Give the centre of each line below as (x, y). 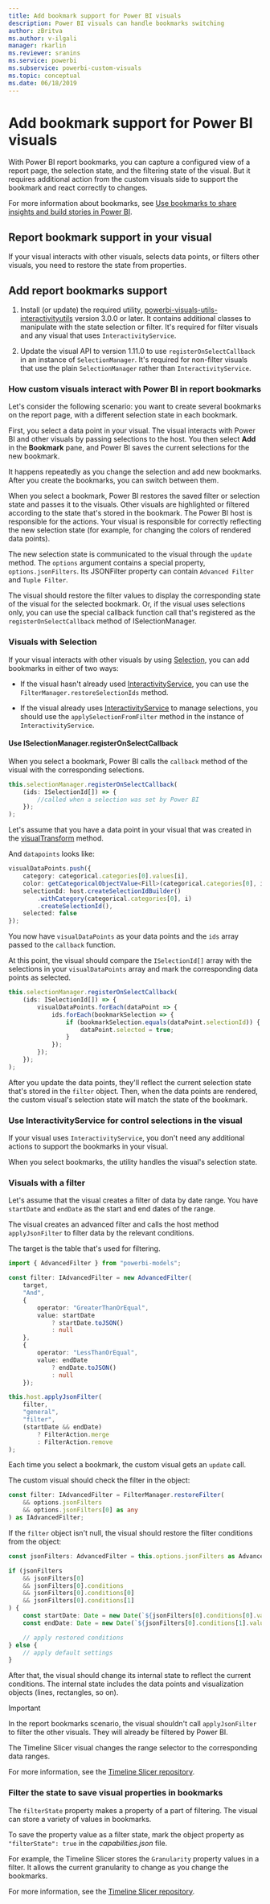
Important (25, 1708)
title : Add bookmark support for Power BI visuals (95, 16)
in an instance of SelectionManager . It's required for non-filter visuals (133, 360)
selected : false (50, 914)
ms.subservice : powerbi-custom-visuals (75, 68)
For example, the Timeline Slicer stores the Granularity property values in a (134, 1858)
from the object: (35, 1541)
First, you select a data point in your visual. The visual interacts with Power (132, 430)
